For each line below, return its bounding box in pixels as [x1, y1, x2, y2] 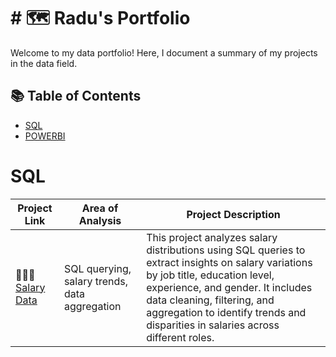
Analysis [78, 213, 122, 227]
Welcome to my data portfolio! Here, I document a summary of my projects [10, 46, 318, 59]
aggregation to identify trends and [146, 305, 307, 319]
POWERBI [24, 130, 66, 142]
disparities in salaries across [146, 318, 280, 332]
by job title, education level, [146, 268, 275, 282]
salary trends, [63, 274, 129, 288]
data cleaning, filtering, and [146, 293, 275, 307]
